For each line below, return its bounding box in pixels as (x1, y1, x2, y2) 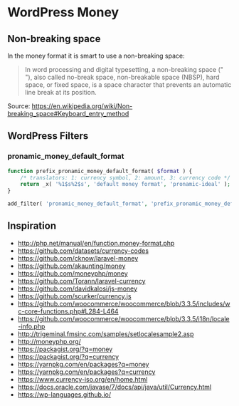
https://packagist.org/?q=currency (17, 352, 119, 360)
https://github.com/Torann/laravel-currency (17, 276, 146, 285)
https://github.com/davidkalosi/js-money (17, 284, 137, 293)
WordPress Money (7, 4, 119, 21)
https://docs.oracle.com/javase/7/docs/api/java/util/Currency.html (17, 382, 212, 391)
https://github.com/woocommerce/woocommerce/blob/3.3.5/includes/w (17, 299, 230, 308)
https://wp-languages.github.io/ (17, 390, 112, 399)
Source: (7, 102, 31, 110)
